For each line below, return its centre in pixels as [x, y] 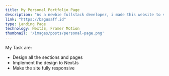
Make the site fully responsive [44, 68]
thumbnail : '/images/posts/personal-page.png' [55, 33]
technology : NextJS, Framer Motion [43, 29]
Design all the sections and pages [48, 57]
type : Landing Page [26, 24]
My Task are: [19, 48]
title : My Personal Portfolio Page [43, 10]
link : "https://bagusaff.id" [36, 19]
